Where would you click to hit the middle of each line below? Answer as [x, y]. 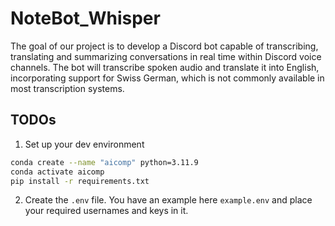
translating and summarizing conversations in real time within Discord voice [166, 56]
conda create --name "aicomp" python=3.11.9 [104, 162]
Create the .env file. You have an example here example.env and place [168, 200]
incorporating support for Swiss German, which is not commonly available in [167, 78]
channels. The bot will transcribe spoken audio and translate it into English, [165, 67]
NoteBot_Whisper [85, 18]
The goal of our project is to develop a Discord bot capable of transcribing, [164, 46]
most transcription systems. [67, 88]
